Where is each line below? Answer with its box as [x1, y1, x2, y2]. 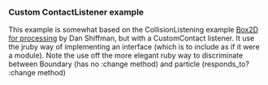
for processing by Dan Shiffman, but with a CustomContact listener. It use [8, 33, 255, 43]
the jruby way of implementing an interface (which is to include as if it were [8, 42, 260, 52]
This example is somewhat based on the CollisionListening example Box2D [8, 25, 258, 35]
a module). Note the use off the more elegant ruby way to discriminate [8, 51, 244, 61]
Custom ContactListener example [8, 6, 145, 18]
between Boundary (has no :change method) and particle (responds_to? [8, 59, 250, 69]
